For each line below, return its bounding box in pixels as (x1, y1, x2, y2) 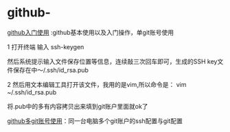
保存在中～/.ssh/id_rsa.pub (12, 66, 89, 74)
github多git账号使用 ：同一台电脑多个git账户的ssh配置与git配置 (7, 116, 183, 124)
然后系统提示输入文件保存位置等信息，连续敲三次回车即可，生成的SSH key (7, 57, 218, 66)
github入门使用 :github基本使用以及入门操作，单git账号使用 (7, 28, 174, 36)
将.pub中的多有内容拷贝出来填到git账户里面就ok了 (7, 102, 149, 110)
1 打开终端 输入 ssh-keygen (7, 42, 84, 51)
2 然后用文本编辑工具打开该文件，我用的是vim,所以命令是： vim (7, 80, 187, 88)
